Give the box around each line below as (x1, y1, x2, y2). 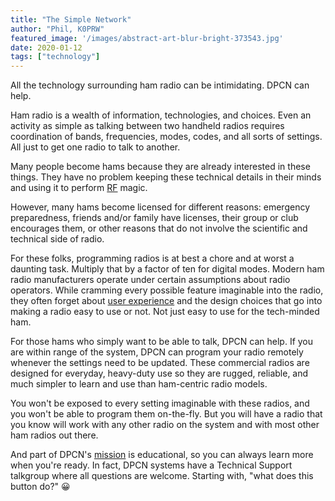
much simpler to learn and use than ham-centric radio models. (10, 378, 268, 390)
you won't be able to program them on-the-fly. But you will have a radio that (10, 408, 323, 420)
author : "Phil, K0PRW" (10, 24, 105, 34)
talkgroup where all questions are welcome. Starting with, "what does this (10, 470, 314, 482)
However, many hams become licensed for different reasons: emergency (10, 201, 311, 213)
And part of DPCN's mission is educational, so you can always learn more (10, 449, 314, 461)
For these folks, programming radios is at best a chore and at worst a (10, 252, 295, 265)
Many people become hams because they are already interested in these (10, 161, 311, 173)
